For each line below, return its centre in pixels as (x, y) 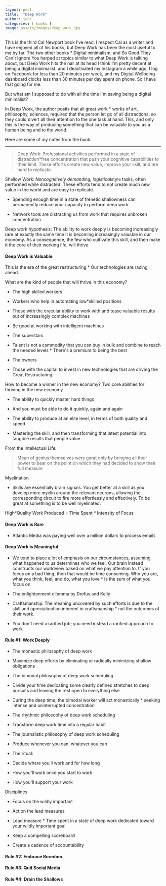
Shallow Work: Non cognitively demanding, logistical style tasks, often (76, 179)
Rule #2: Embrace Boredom (34, 856)
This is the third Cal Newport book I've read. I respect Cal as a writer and (79, 42)
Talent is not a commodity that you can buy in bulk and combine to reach (86, 345)
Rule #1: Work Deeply (28, 640)
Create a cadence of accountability (48, 845)
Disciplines (16, 792)
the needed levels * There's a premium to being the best (70, 351)
